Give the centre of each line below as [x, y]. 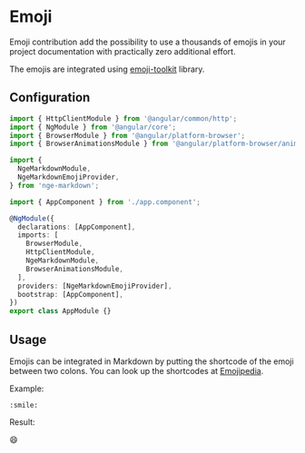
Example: [27, 389]
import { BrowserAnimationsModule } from [89, 144]
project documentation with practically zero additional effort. [123, 51]
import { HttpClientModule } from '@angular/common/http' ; [123, 118]
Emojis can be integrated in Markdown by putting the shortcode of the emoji [152, 361]
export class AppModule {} [60, 311]
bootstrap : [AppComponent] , [71, 294]
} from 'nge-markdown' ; [54, 185]
